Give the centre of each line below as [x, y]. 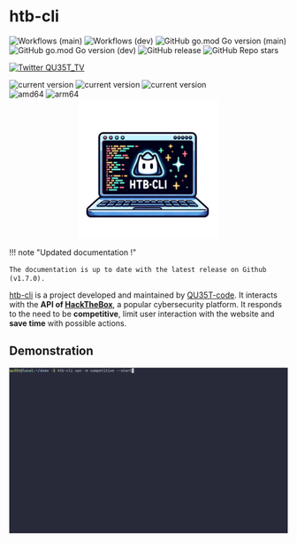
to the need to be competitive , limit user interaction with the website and [142, 314]
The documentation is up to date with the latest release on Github [138, 269]
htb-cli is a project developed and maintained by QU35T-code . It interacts [144, 295]
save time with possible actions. [68, 323]
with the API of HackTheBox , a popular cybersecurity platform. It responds [146, 304]
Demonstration [52, 351]
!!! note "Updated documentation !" [73, 252]
